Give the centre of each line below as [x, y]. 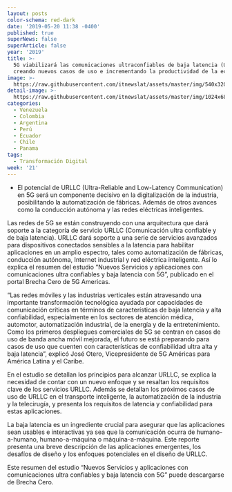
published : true [30, 33]
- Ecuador [27, 135]
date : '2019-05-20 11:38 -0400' [54, 26]
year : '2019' [26, 53]
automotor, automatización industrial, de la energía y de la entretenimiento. [114, 324]
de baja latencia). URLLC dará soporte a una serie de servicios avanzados [112, 237]
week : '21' [23, 168]
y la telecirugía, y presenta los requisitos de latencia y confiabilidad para [110, 404]
